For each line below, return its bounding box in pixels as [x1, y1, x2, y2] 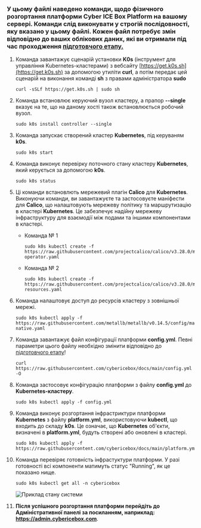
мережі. [15, 304, 36, 311]
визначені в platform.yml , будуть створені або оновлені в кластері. [15, 429, 187, 436]
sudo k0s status [15, 178, 56, 184]
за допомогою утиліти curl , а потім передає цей [64, 68, 187, 76]
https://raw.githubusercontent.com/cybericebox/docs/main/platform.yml [15, 445, 197, 452]
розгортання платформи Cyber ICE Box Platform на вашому [7, 12, 187, 20]
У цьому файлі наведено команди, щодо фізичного [7, 5, 163, 13]
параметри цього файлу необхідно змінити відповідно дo [15, 342, 162, 350]
